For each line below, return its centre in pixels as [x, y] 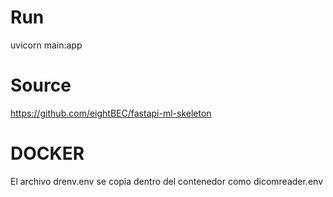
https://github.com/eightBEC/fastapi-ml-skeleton [111, 113]
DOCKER [47, 153]
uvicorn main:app [46, 45]
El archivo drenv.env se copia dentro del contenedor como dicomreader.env [167, 181]
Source [41, 85]
